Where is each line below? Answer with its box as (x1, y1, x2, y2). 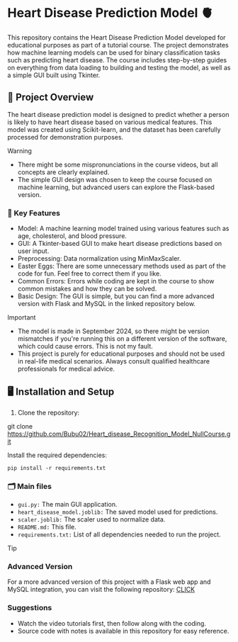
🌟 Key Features (7, 208, 60, 218)
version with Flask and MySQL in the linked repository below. (17, 300, 196, 308)
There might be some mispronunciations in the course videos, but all (17, 160, 218, 169)
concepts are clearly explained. (17, 167, 110, 176)
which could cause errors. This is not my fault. (17, 342, 154, 351)
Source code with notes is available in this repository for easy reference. (17, 626, 229, 635)
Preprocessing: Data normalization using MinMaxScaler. (17, 254, 182, 263)
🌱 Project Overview (7, 91, 94, 103)
